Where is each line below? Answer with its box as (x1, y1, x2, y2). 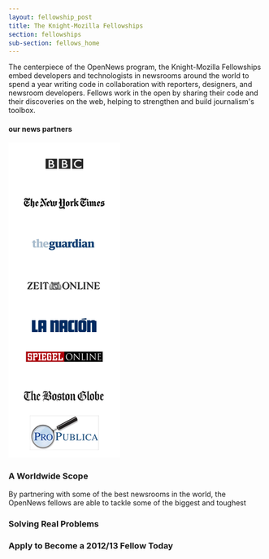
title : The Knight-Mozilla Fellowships (8, 21, 144, 30)
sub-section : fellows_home (8, 39, 100, 47)
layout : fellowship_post (8, 13, 93, 21)
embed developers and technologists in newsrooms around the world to (8, 71, 249, 81)
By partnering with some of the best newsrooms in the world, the (8, 489, 226, 499)
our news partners (8, 124, 73, 133)
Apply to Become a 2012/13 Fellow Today (8, 539, 173, 551)
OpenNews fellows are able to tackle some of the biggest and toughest (8, 497, 246, 508)
